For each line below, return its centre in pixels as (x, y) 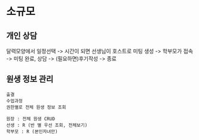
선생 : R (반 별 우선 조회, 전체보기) (47, 125)
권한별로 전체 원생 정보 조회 (36, 107)
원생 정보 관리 (30, 79)
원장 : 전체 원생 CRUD (31, 119)
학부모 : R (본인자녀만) (32, 132)
